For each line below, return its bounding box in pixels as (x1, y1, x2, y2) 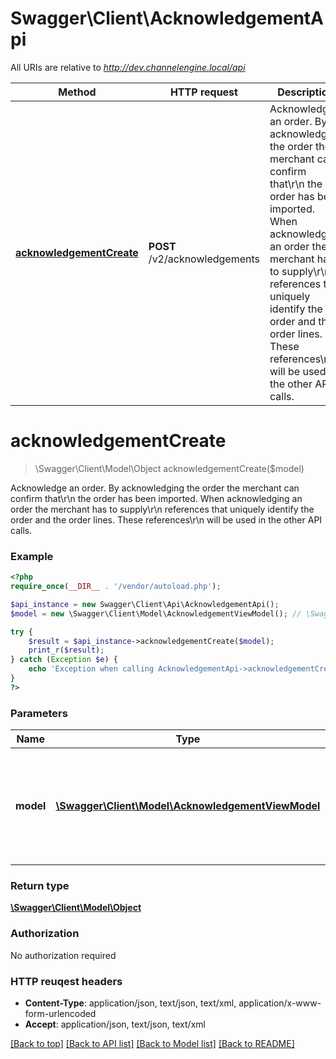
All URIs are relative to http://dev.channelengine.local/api (10, 61, 246, 73)
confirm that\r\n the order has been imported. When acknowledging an (10, 492, 303, 504)
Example (10, 549, 54, 563)
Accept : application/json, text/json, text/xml (24, 1018, 206, 1030)
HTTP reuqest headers (10, 974, 123, 988)
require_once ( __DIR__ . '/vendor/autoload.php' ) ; (10, 582, 222, 592)
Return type (10, 879, 70, 893)
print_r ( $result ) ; (28, 645, 105, 656)
